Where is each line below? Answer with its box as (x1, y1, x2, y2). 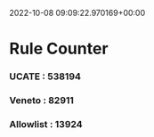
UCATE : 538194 (9, 70, 82, 83)
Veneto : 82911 (9, 94, 74, 107)
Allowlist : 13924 (9, 117, 83, 130)
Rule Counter (9, 39, 109, 59)
